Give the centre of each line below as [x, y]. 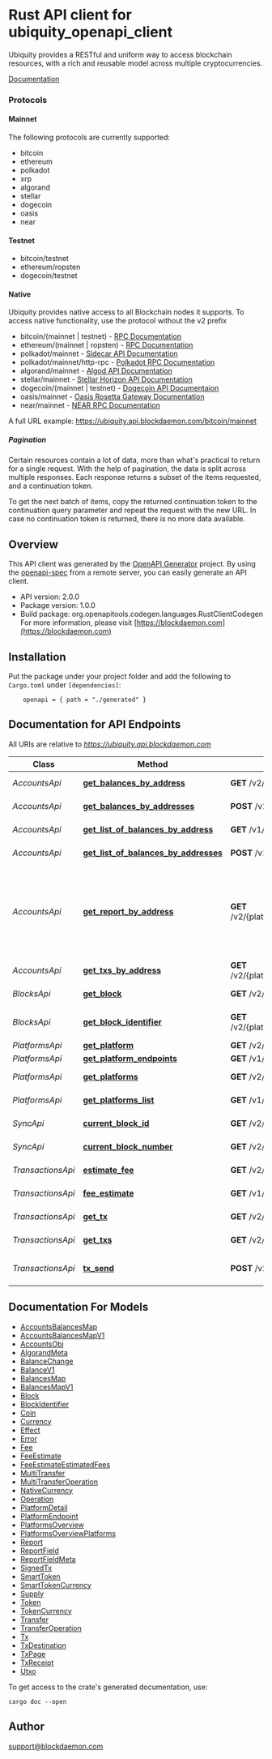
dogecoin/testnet [49, 276]
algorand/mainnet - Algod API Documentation [96, 371]
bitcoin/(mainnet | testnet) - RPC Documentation [101, 336]
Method [153, 764]
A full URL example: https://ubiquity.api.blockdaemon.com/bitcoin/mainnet [133, 421]
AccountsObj [42, 1344]
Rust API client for [70, 15]
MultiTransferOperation [59, 1482]
